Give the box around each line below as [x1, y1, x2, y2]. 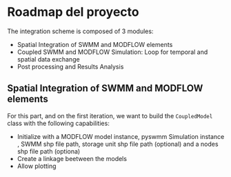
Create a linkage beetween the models [17, 154, 128, 162]
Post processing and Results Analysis [17, 62, 124, 71]
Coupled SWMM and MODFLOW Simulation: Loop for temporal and [17, 48, 208, 56]
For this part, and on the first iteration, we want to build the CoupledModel [7, 111, 213, 120]
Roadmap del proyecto [7, 4, 139, 20]
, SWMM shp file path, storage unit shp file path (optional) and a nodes [17, 140, 219, 148]
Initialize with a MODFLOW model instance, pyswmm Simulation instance [17, 132, 225, 140]
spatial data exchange [17, 55, 81, 63]
